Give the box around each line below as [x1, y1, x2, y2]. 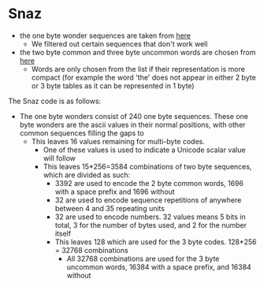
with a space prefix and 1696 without [54, 187, 175, 196]
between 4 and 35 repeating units [54, 203, 165, 213]
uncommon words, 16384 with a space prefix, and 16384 [66, 262, 252, 272]
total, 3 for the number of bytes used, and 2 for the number [54, 220, 247, 229]
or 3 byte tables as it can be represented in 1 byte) [31, 80, 195, 91]
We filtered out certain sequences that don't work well [31, 39, 208, 48]
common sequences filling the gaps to [19, 128, 144, 138]
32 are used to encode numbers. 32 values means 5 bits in [54, 212, 246, 221]
